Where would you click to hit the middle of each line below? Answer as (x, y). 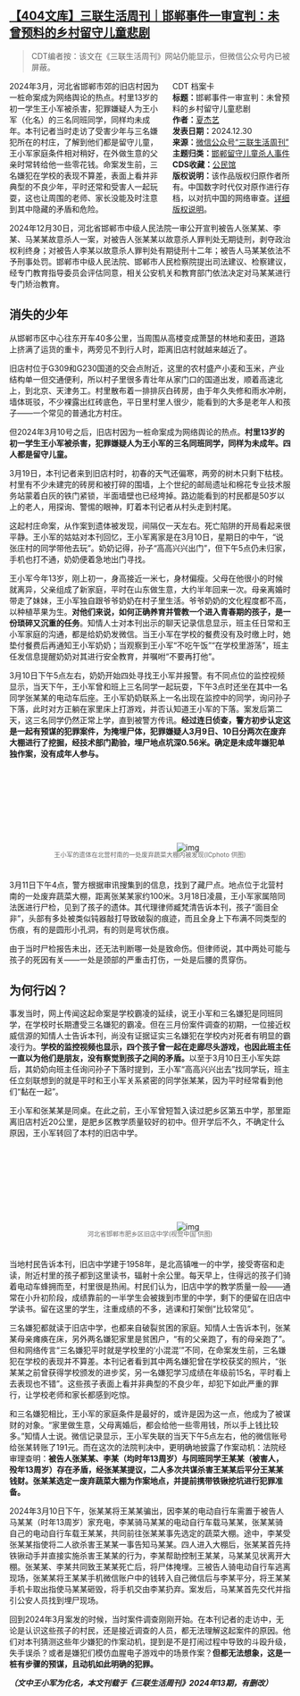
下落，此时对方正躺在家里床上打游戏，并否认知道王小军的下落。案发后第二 (146, 709)
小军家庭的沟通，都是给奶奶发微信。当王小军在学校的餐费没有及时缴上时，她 (150, 634)
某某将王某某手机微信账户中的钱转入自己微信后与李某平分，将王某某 (165, 1578)
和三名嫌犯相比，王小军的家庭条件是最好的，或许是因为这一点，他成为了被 (146, 1414)
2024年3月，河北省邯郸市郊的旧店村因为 (84, 86)
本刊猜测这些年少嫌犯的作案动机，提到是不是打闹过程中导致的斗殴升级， (158, 1641)
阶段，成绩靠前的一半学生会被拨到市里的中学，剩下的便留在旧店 (165, 1297)
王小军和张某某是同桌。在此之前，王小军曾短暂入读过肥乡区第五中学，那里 (146, 1111)
